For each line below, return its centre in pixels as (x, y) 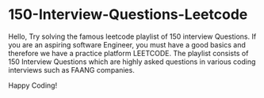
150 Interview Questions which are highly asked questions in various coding (132, 62)
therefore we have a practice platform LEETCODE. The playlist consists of (128, 53)
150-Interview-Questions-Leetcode (128, 15)
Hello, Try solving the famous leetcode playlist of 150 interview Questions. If (132, 36)
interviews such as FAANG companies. (71, 70)
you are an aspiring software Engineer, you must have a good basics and (127, 44)
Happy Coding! (33, 85)
